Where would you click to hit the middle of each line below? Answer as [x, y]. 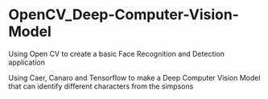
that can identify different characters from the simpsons [101, 86]
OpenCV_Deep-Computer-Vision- [124, 15]
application [27, 62]
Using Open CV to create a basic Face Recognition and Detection [117, 53]
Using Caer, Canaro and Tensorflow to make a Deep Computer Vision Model [134, 77]
